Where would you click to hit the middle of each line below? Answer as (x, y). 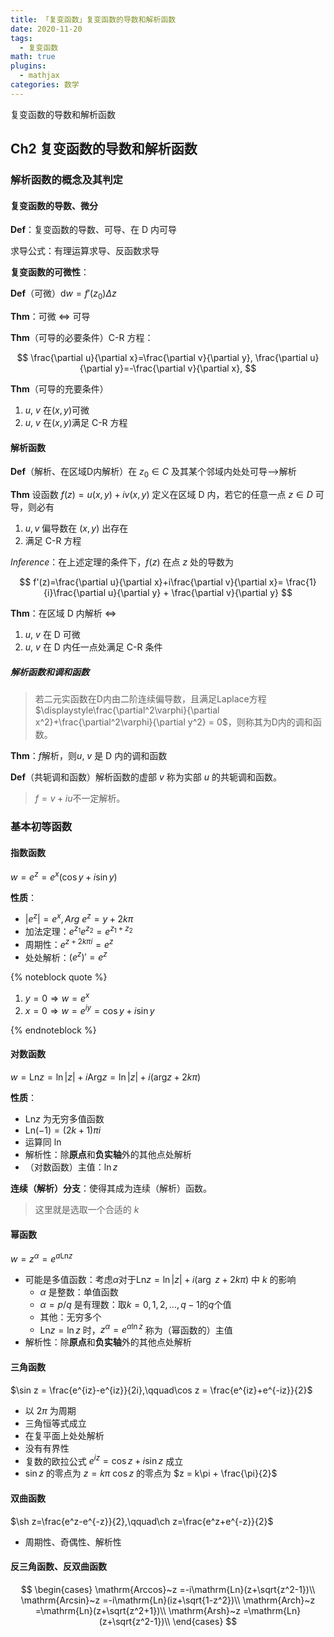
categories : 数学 (45, 85)
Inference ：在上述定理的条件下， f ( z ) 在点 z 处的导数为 (122, 562)
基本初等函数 (41, 826)
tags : (21, 38)
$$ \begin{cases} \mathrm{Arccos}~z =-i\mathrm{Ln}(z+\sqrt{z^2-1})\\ (168, 1589)
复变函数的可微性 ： (50, 272)
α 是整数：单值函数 (79, 1292)
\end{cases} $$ (205, 1621)
